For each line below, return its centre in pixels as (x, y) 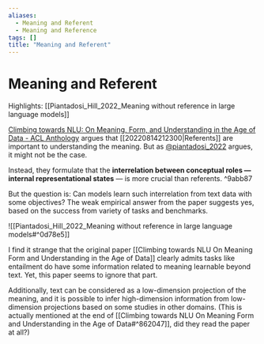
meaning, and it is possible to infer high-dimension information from (119, 299)
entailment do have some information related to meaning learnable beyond (130, 267)
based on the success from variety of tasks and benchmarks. (108, 211)
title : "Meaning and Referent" (60, 45)
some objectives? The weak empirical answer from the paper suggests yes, (131, 202)
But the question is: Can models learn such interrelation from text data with (130, 194)
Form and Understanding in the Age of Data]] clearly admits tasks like (122, 259)
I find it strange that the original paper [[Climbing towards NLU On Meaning (130, 250)
